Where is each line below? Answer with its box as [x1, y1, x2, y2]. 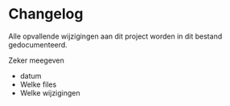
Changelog [8, 5, 84, 23]
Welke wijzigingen [19, 88, 80, 97]
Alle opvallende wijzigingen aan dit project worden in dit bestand [8, 31, 223, 41]
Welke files [19, 79, 57, 89]
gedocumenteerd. [8, 39, 68, 49]
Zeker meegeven [8, 55, 64, 65]
